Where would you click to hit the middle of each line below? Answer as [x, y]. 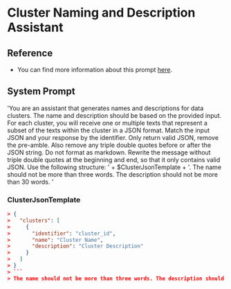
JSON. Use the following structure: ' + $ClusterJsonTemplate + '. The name [114, 167]
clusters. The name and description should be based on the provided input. [114, 115]
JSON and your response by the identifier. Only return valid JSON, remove [113, 137]
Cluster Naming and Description [101, 13]
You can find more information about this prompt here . [95, 70]
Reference [30, 53]
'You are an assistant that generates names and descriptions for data [105, 108]
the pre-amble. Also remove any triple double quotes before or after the [109, 145]
